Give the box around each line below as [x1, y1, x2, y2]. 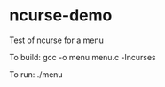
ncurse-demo [9, 5, 113, 26]
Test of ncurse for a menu [9, 35, 104, 45]
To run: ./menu [9, 68, 64, 80]
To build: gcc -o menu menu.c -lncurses [9, 51, 157, 62]
